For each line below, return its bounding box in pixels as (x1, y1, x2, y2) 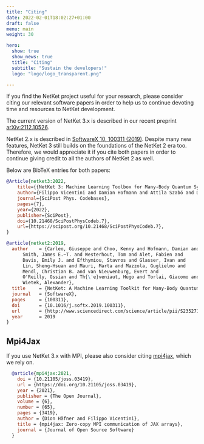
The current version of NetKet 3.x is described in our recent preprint (6, 117, 177, 125)
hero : (6, 43, 20, 49)
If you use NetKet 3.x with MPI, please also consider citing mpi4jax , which (6, 352, 191, 360)
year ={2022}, (17, 207, 50, 213)
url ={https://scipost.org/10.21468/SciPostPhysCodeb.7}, (17, 224, 165, 230)
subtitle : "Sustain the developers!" (12, 65, 107, 71)
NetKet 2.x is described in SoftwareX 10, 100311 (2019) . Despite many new (6, 135, 192, 143)
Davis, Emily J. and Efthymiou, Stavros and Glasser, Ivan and (22, 257, 186, 263)
